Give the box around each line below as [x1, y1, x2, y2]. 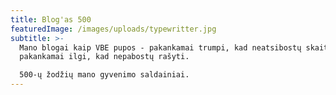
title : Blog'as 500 [10, 14, 92, 25]
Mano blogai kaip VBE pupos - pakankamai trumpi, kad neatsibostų [19, 42, 302, 53]
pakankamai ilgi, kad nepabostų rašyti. [19, 52, 190, 62]
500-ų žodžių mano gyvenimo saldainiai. [19, 70, 190, 80]
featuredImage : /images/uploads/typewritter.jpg [10, 24, 217, 34]
